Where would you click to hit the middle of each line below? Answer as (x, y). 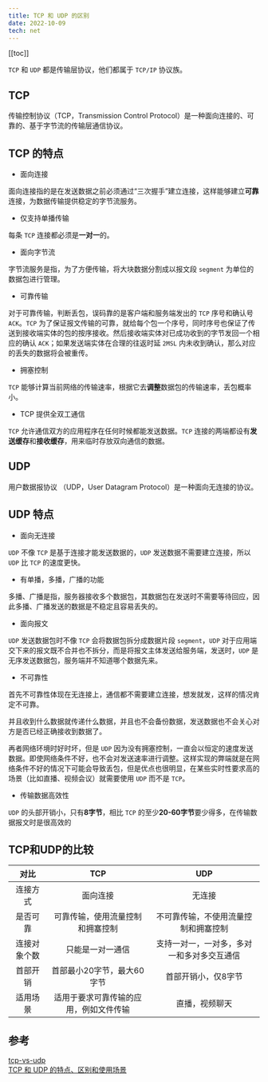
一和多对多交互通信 (204, 956)
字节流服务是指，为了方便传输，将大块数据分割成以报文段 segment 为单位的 (131, 269)
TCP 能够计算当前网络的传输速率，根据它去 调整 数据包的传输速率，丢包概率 (130, 387)
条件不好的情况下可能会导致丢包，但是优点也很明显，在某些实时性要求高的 (137, 768)
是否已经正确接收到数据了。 (60, 731)
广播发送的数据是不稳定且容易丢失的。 (99, 606)
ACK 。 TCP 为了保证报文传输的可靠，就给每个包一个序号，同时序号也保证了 (128, 323)
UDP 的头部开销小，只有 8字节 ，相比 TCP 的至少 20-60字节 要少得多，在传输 (130, 812)
